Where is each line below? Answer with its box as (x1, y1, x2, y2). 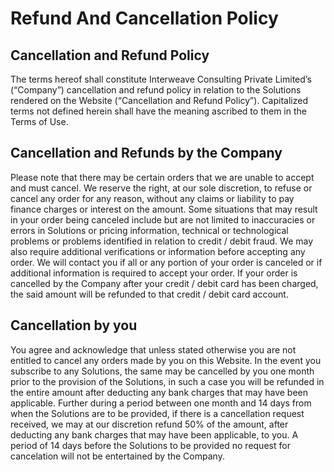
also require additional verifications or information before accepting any (10, 245, 306, 257)
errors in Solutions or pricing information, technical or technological (10, 224, 289, 236)
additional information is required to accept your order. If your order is (10, 267, 298, 279)
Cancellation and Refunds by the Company (10, 145, 283, 162)
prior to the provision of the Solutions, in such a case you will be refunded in (10, 375, 325, 387)
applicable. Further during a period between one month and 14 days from (10, 397, 312, 409)
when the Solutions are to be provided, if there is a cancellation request (10, 407, 305, 419)
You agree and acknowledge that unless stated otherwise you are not (10, 343, 297, 356)
